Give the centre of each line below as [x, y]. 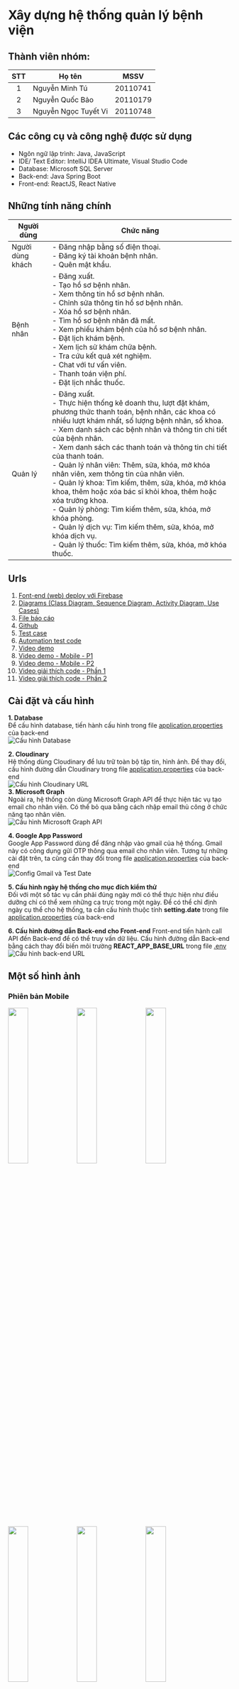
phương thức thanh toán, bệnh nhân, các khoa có [134, 411]
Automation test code [50, 641]
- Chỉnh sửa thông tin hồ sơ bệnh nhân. [118, 303]
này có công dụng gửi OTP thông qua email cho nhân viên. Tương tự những [118, 851]
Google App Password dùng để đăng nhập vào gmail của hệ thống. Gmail [115, 843]
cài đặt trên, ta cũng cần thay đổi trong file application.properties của [109, 859]
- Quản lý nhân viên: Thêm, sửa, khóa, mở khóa [131, 464]
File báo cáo [37, 618]
